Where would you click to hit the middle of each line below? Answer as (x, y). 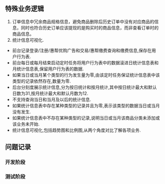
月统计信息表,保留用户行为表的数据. (48, 69)
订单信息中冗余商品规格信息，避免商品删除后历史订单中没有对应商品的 (83, 22)
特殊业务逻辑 (25, 9)
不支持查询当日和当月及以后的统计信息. (52, 99)
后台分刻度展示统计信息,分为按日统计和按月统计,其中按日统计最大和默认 (84, 87)
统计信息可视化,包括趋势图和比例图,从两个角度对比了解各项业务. (76, 130)
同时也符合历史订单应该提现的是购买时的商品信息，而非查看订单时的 (90, 27)
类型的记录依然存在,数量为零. (41, 81)
